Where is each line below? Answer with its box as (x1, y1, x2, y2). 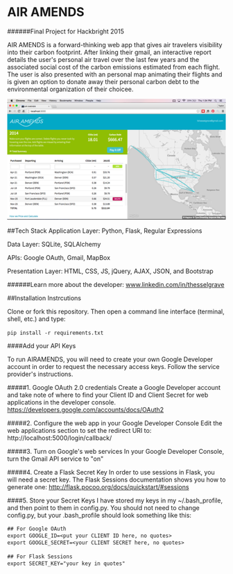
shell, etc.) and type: (7, 314, 66, 323)
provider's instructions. (7, 370, 74, 378)
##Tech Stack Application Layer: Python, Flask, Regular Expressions (7, 227, 202, 235)
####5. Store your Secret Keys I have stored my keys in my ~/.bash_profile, (7, 496, 223, 505)
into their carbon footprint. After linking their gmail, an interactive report (7, 48, 212, 56)
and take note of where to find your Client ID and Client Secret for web (7, 391, 209, 399)
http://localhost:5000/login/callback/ (7, 434, 112, 442)
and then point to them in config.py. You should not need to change (7, 503, 200, 511)
